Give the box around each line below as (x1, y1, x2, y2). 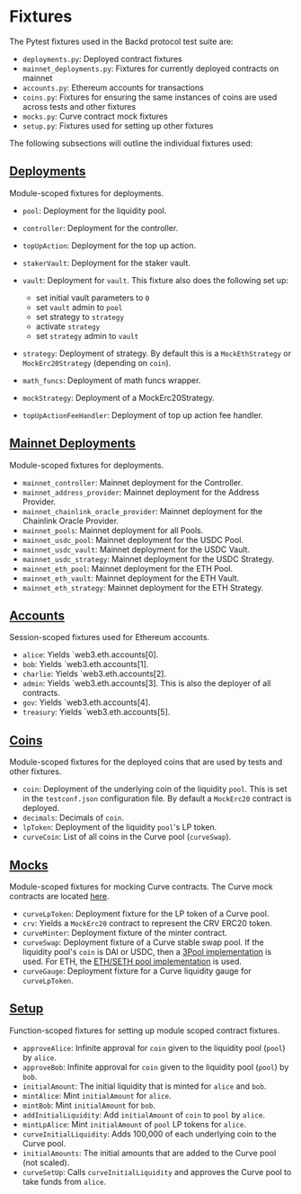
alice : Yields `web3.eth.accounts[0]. (22, 649, 159, 660)
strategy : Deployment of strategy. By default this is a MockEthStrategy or (22, 348, 292, 359)
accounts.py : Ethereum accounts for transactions (22, 82, 204, 93)
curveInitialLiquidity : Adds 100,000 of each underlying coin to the (22, 1128, 277, 1139)
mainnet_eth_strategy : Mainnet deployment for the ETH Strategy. (22, 582, 264, 593)
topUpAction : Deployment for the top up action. (22, 240, 196, 251)
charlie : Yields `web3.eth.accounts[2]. (22, 668, 167, 680)
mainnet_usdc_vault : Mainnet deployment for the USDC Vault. (22, 544, 250, 555)
